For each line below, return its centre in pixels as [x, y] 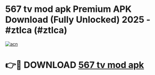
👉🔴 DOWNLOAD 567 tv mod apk [74, 65]
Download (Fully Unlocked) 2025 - [78, 20]
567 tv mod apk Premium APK [68, 9]
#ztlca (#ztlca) [36, 30]
